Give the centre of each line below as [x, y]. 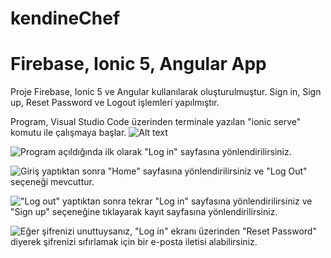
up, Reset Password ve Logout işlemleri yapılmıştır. [115, 103]
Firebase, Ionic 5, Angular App [138, 64]
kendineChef [65, 18]
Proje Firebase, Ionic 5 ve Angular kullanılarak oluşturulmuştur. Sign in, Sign [166, 92]
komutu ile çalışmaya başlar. [68, 133]
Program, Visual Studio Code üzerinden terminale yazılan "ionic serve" [156, 122]
